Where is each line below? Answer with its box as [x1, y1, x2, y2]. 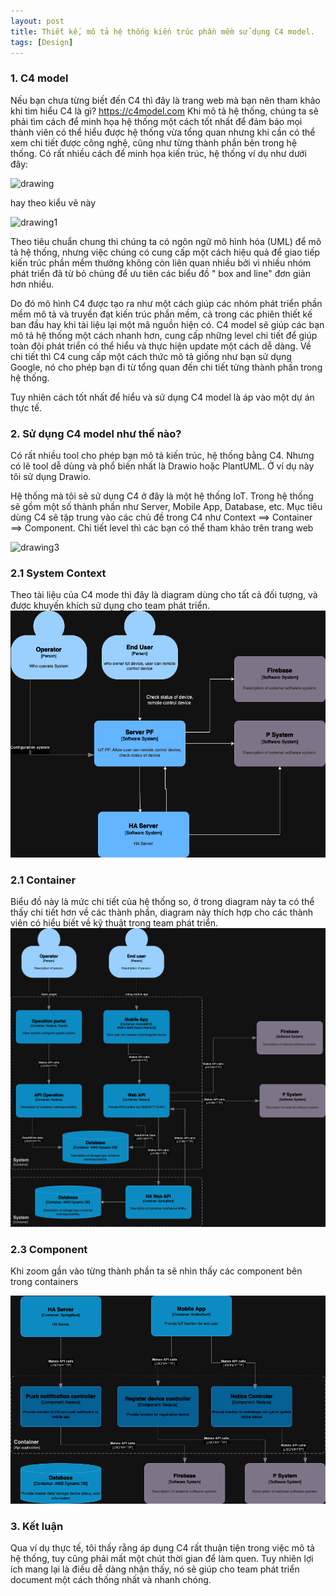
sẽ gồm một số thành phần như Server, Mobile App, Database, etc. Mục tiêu [10, 500, 323, 512]
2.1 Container [10, 873, 77, 887]
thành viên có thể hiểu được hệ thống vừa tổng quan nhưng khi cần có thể [10, 126, 316, 138]
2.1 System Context [10, 566, 107, 580]
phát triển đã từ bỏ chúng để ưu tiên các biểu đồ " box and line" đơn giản [10, 267, 311, 279]
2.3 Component [10, 1242, 88, 1256]
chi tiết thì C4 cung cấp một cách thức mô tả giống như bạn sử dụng [10, 350, 292, 362]
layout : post [10, 16, 65, 26]
